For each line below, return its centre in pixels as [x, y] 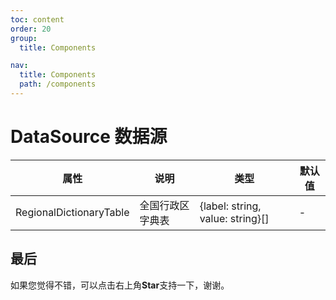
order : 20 [31, 29]
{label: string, [230, 206]
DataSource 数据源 [89, 137]
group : [24, 38]
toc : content [37, 19]
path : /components [58, 84]
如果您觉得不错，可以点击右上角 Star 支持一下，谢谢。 [120, 285]
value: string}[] [234, 218]
